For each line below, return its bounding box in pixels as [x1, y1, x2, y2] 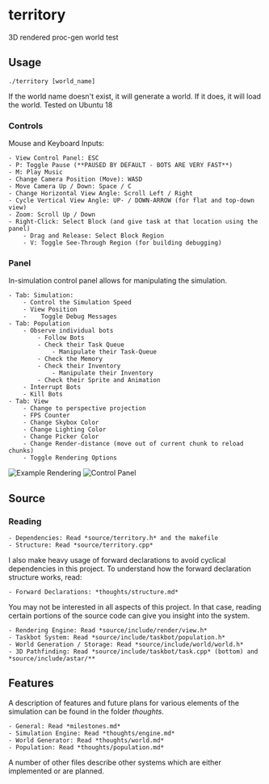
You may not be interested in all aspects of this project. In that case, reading [8, 602, 262, 612]
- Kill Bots [23, 390, 63, 399]
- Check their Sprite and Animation [37, 376, 161, 384]
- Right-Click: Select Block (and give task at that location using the [8, 218, 258, 226]
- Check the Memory [37, 355, 103, 363]
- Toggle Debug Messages [23, 312, 117, 321]
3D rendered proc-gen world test [8, 32, 119, 42]
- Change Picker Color [23, 433, 99, 441]
